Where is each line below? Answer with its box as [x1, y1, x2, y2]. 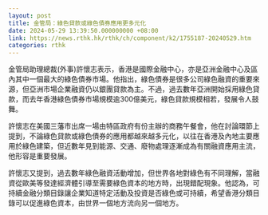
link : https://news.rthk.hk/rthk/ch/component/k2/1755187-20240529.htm [8, 34, 251, 42]
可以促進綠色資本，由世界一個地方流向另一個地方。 [14, 198, 183, 208]
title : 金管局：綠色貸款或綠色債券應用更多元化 [8, 19, 147, 27]
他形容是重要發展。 [8, 151, 72, 161]
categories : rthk [8, 42, 66, 50]
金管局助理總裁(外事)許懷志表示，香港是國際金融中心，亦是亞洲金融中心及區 [8, 65, 258, 74]
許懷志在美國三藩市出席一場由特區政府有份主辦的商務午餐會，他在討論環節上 [8, 121, 260, 131]
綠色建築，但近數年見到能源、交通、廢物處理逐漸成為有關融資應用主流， [22, 141, 260, 151]
